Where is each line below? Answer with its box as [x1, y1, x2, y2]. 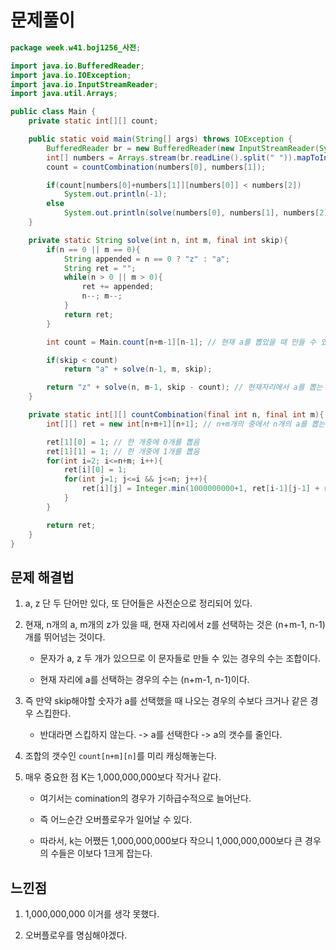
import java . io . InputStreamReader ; [10, 79, 159, 90]
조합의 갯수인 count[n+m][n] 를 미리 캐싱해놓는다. [24, 750, 217, 762]
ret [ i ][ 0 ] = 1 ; [63, 465, 128, 475]
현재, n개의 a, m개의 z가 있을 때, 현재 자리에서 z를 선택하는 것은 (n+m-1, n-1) [24, 619, 326, 631]
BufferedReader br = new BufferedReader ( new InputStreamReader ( [46, 143, 320, 153]
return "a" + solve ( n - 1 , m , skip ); [63, 364, 213, 375]
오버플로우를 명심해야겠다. [24, 929, 128, 941]
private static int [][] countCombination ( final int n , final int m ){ [28, 410, 325, 420]
